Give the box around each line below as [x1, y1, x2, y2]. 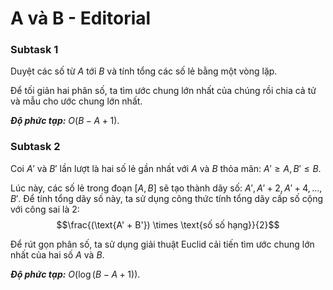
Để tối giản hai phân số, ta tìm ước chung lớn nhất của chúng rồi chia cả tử [10, 85, 317, 97]
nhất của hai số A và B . [10, 248, 105, 261]
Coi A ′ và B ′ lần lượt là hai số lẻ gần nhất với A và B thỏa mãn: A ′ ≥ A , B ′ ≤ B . [10, 162, 322, 174]
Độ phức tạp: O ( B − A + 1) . [10, 115, 120, 127]
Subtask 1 [10, 43, 59, 57]
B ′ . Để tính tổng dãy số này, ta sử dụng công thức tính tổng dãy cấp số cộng [10, 192, 324, 204]
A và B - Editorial [10, 7, 152, 30]
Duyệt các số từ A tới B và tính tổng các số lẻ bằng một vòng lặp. [10, 65, 278, 77]
